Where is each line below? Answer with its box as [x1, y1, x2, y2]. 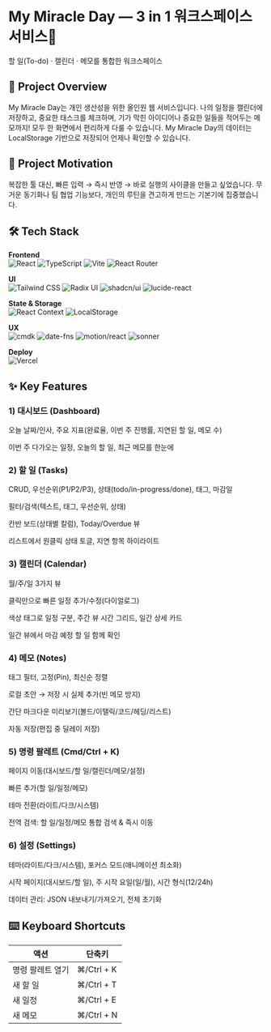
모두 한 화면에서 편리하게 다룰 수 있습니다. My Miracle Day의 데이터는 [32, 122, 252, 132]
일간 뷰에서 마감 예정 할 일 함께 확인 [8, 629, 121, 640]
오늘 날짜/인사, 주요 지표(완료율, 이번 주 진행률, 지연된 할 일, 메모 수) [8, 425, 222, 435]
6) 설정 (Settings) [8, 840, 77, 851]
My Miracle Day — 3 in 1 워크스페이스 [8, 7, 252, 26]
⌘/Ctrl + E [76, 994, 117, 1005]
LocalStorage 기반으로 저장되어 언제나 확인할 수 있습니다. [8, 133, 191, 143]
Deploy [8, 348, 33, 357]
